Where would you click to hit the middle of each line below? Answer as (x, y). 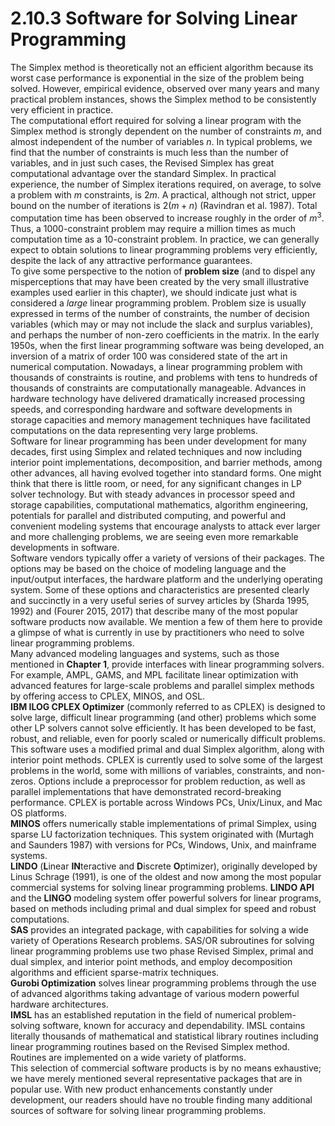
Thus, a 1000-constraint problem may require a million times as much (153, 228)
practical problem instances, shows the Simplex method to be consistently (163, 99)
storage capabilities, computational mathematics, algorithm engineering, (159, 504)
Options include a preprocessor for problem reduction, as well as (172, 781)
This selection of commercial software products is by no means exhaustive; (166, 1068)
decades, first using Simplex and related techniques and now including (156, 451)
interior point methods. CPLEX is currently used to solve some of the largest (166, 759)
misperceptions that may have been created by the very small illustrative (160, 281)
